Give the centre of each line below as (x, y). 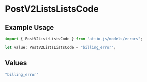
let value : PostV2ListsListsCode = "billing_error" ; (61, 47)
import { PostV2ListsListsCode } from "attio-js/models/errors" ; (74, 39)
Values (16, 63)
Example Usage (30, 27)
